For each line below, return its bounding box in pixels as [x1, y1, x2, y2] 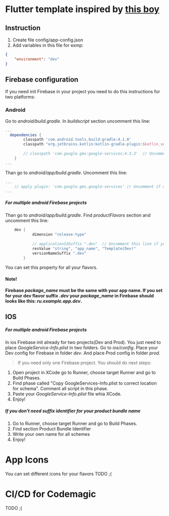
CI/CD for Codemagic [5, 488, 97, 500]
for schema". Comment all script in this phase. [12, 386, 108, 392]
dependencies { [10, 132, 42, 137]
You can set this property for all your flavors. [5, 264, 98, 270]
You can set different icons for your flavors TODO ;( [5, 471, 112, 477]
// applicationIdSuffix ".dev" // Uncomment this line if [32, 241, 158, 246]
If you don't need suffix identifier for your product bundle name [5, 408, 141, 414]
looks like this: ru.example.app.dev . [5, 298, 82, 304]
